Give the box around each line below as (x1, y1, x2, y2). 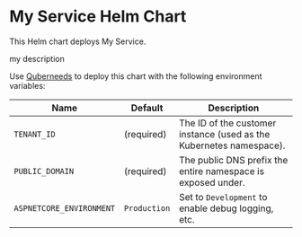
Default (130, 101, 164, 114)
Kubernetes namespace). (178, 139, 286, 152)
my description (9, 53, 65, 64)
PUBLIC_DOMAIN (13, 166, 75, 176)
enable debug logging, (178, 202, 274, 215)
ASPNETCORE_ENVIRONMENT (13, 203, 116, 213)
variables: (9, 80, 46, 91)
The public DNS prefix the (178, 154, 289, 166)
